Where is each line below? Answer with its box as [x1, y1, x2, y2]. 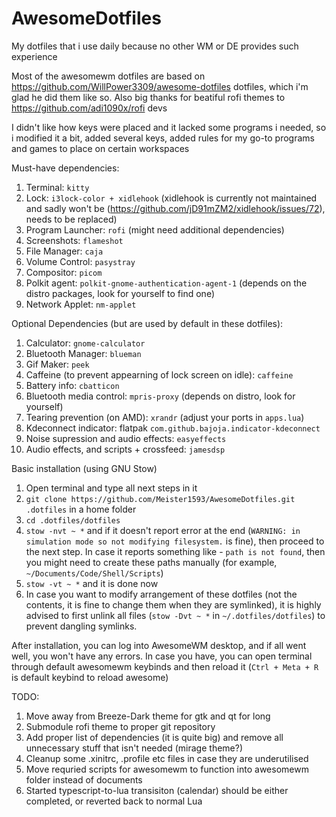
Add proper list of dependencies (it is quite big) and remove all [25, 731, 284, 743]
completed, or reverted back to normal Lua [25, 795, 203, 807]
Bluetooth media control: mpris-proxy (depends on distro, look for [25, 390, 296, 402]
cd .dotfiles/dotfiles [25, 515, 121, 526]
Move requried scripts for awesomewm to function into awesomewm [25, 763, 309, 775]
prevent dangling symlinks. [25, 620, 138, 632]
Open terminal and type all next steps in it [25, 482, 198, 494]
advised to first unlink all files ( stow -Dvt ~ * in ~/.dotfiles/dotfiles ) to [25, 609, 326, 621]
